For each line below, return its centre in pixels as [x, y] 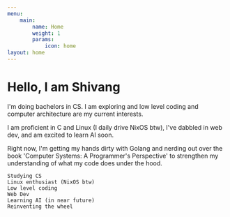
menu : [15, 14]
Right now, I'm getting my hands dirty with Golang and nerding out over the [115, 148]
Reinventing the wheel [40, 207]
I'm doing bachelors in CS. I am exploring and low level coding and [103, 106]
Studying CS [24, 176]
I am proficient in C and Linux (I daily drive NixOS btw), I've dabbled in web [115, 127]
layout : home [26, 53]
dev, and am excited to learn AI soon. [60, 135]
